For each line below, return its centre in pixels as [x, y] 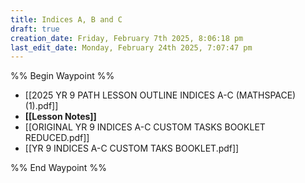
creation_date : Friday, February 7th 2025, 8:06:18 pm [127, 38]
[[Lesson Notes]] [60, 117]
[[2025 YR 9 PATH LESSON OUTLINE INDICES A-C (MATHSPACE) [160, 95]
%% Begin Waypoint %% [62, 76]
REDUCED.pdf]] [57, 138]
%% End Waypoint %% [58, 168]
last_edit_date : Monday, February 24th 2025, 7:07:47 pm [131, 47]
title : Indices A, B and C [66, 19]
